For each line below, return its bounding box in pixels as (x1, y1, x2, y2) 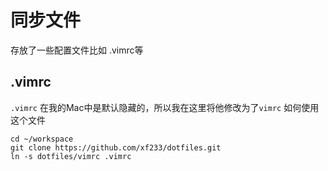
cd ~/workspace (10, 134, 74, 144)
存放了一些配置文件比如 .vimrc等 (10, 44, 144, 56)
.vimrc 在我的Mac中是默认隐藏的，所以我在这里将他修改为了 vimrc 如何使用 (10, 101, 320, 113)
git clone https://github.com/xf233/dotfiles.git (10, 142, 222, 153)
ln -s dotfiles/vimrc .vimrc (10, 151, 132, 161)
